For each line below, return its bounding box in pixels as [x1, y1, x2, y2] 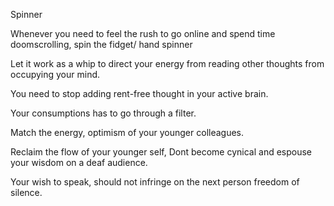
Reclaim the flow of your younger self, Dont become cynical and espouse [10, 146, 313, 158]
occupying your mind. [10, 69, 101, 80]
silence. [10, 187, 43, 198]
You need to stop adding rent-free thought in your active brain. [10, 88, 269, 99]
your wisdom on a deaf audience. [10, 157, 148, 168]
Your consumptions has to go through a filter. [10, 107, 197, 119]
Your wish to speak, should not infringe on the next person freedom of [10, 176, 300, 188]
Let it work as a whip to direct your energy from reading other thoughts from [10, 58, 325, 69]
